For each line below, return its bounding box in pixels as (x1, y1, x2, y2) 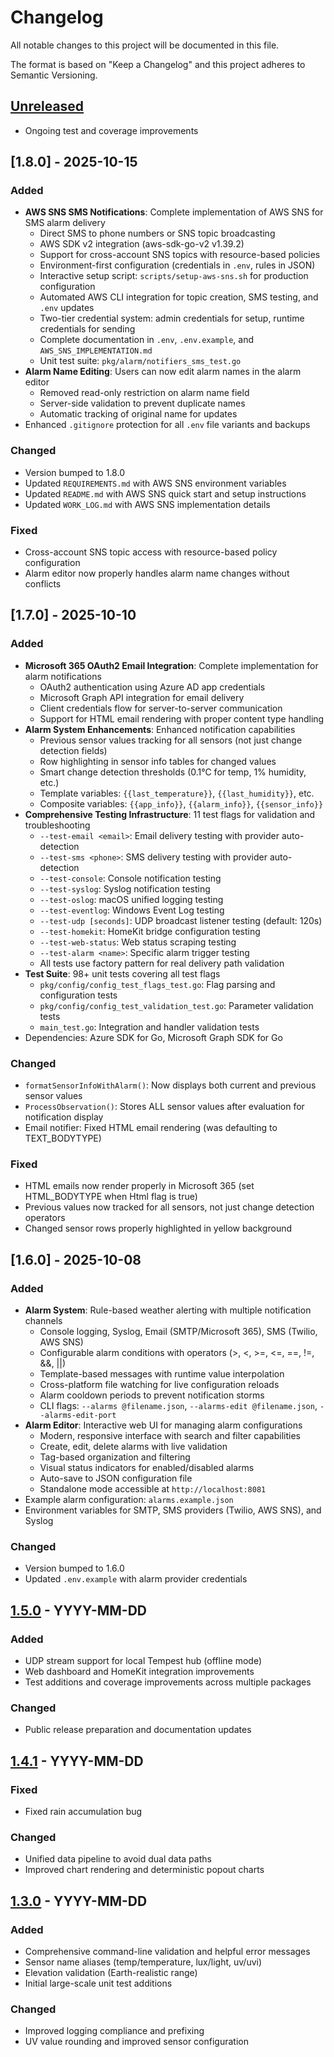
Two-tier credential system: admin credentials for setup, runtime (39, 312, 305, 325)
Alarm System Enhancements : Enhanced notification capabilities (24, 723, 296, 735)
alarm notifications (24, 670, 102, 682)
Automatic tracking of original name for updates (39, 408, 238, 420)
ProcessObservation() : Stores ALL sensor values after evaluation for (24, 1101, 305, 1113)
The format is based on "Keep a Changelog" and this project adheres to (10, 58, 306, 70)
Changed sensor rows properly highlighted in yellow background (24, 1222, 293, 1235)
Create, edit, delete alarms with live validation (39, 1441, 228, 1452)
